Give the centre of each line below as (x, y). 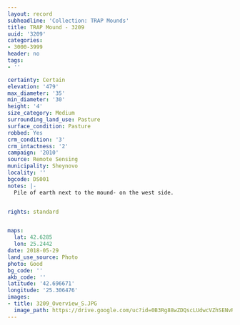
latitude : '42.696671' (41, 284)
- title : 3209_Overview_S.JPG (52, 304)
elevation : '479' (33, 86)
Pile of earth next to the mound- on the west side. (94, 192)
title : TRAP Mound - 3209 (46, 27)
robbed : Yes (25, 133)
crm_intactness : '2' (38, 146)
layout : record (30, 14)
